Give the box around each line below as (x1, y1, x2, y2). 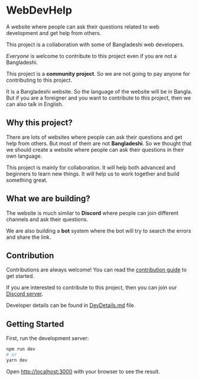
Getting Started (6, 319, 64, 329)
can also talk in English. (6, 100, 64, 107)
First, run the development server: (6, 335, 89, 342)
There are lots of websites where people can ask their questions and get (6, 133, 183, 140)
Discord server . (6, 290, 44, 297)
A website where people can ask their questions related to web (6, 23, 160, 30)
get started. (6, 273, 34, 280)
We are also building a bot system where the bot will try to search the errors (6, 227, 191, 234)
